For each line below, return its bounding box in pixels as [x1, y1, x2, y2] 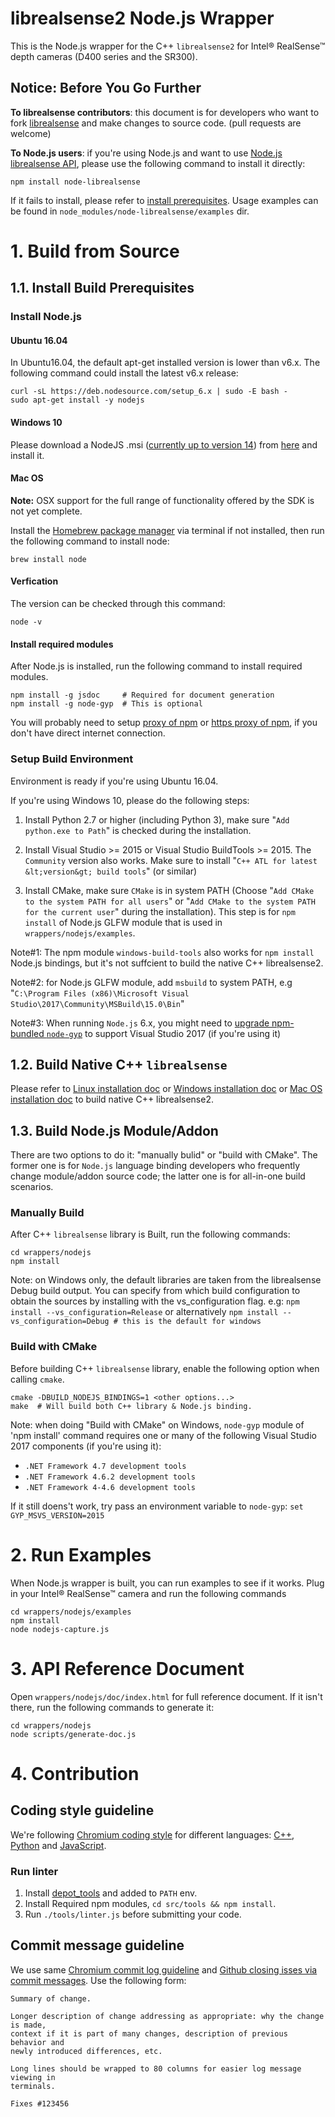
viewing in [10, 2072, 56, 2082]
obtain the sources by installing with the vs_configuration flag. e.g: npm [10, 1295, 300, 1307]
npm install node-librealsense [10, 177, 141, 187]
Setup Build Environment [10, 752, 134, 766]
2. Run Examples [10, 1543, 152, 1566]
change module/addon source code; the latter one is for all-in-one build [10, 1170, 306, 1182]
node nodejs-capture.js [10, 1624, 110, 1634]
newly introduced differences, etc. [10, 2046, 163, 2056]
